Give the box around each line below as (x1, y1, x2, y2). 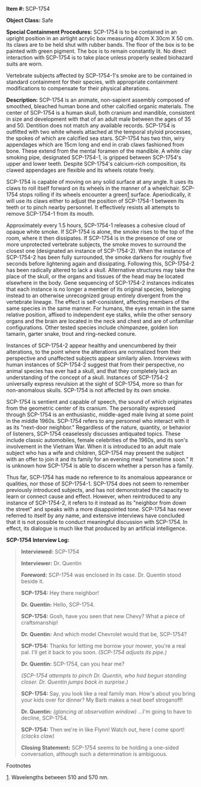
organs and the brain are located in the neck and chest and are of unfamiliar (6, 318, 194, 324)
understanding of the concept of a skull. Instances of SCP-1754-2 (6, 374, 169, 381)
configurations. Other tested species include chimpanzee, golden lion (6, 324, 178, 331)
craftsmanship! (20, 619, 58, 626)
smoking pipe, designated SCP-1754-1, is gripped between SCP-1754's (6, 154, 182, 161)
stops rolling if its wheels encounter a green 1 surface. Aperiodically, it (19, 191, 191, 198)
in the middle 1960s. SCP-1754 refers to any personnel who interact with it (6, 418, 190, 424)
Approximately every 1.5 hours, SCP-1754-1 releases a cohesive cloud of (6, 222, 185, 229)
